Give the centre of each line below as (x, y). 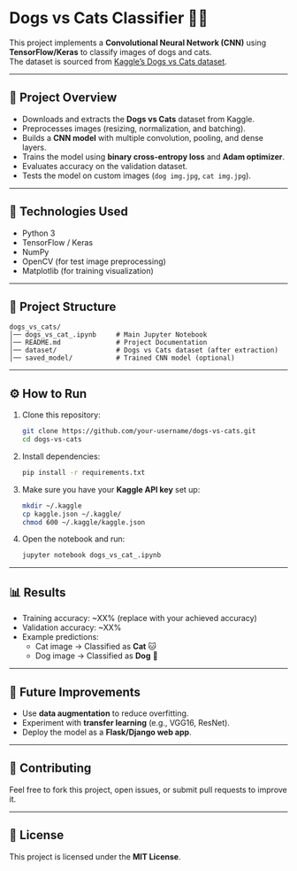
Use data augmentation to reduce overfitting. (105, 713)
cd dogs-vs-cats (52, 439)
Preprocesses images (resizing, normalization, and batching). (133, 128)
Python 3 (38, 233)
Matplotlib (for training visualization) (88, 270)
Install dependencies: (61, 456)
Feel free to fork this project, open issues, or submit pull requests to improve (148, 789)
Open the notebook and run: (73, 539)
